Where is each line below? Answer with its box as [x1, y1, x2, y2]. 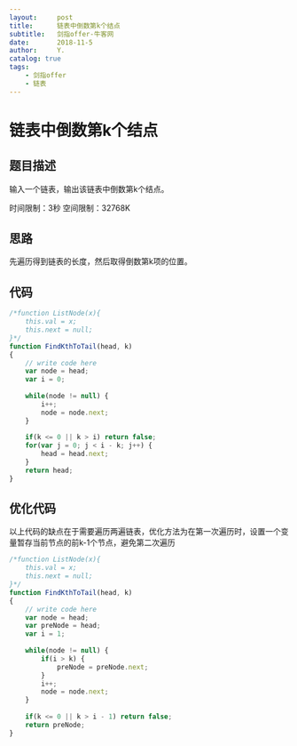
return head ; [25, 466, 74, 475]
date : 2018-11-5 [9, 37, 93, 47]
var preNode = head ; [25, 622, 101, 630]
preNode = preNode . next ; [56, 662, 149, 671]
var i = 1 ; [25, 630, 66, 638]
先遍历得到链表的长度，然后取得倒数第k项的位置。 [9, 256, 192, 267]
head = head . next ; [41, 450, 109, 459]
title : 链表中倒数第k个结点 [9, 21, 121, 30]
